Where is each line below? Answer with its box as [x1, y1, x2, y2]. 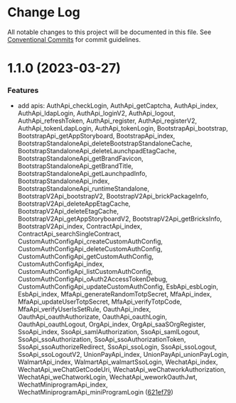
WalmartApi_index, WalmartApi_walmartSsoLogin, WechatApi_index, [17, 358, 218, 366]
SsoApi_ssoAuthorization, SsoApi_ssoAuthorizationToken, [17, 335, 186, 344]
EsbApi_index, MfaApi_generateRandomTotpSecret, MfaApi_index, [17, 290, 212, 299]
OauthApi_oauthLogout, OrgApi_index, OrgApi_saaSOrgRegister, [17, 320, 206, 329]
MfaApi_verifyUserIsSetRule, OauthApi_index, [17, 305, 151, 314]
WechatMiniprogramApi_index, [17, 380, 108, 389]
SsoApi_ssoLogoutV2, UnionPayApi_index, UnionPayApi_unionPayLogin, [17, 350, 229, 359]
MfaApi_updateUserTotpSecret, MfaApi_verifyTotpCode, [17, 297, 183, 306]
